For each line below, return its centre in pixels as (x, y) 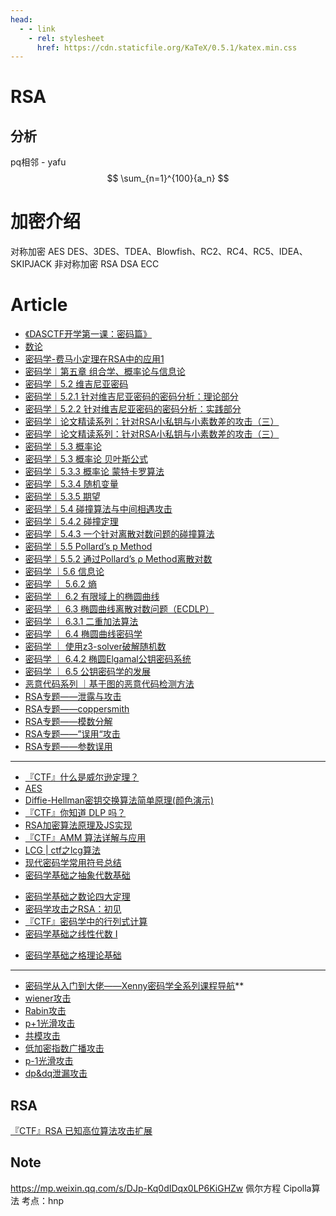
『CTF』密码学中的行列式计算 (86, 922)
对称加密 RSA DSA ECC (111, 264)
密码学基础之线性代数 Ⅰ (71, 934)
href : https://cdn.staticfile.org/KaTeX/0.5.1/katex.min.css (167, 47)
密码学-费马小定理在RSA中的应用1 (94, 359)
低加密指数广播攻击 (64, 1048)
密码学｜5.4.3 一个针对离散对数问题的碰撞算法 (119, 534)
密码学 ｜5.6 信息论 (64, 572)
